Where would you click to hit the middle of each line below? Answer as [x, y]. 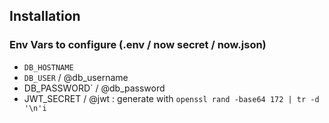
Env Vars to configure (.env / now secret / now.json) [138, 45]
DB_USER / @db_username [76, 77]
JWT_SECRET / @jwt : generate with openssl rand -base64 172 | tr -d [171, 98]
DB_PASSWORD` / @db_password [94, 88]
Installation [45, 16]
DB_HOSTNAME [48, 67]
